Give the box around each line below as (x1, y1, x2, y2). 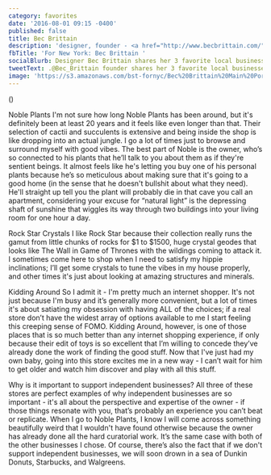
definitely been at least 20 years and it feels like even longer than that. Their (8, 118, 261, 128)
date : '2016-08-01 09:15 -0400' (8, 19, 117, 27)
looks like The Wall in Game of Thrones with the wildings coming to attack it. (8, 246, 262, 255)
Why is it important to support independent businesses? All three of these (8, 380, 253, 389)
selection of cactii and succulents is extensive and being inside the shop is (8, 127, 256, 137)
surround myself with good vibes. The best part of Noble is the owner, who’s (8, 144, 263, 153)
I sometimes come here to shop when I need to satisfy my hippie (8, 254, 223, 263)
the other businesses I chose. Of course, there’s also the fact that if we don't (8, 439, 263, 449)
